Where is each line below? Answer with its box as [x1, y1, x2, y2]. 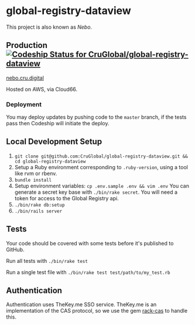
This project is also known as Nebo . [6, 23, 93, 30]
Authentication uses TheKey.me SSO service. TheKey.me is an [6, 301, 157, 308]
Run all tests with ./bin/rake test [6, 257, 88, 264]
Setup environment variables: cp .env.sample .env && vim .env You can [14, 182, 189, 189]
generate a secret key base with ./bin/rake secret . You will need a [14, 189, 177, 196]
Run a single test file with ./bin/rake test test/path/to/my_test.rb [6, 268, 170, 276]
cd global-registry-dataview [14, 158, 86, 165]
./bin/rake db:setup [14, 202, 65, 208]
